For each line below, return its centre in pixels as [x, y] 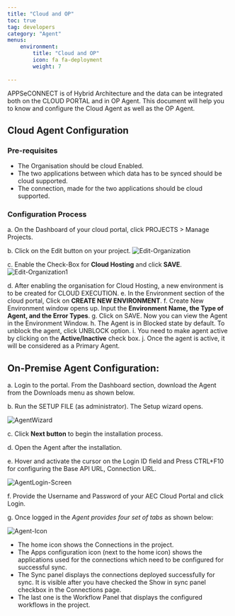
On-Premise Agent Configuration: [83, 368]
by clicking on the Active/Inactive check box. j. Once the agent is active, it [116, 338]
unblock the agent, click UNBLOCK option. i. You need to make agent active [117, 331]
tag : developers [31, 27]
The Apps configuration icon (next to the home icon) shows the [110, 552]
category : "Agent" [34, 34]
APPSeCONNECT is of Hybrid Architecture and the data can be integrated [115, 93]
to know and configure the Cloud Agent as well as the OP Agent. [101, 108]
